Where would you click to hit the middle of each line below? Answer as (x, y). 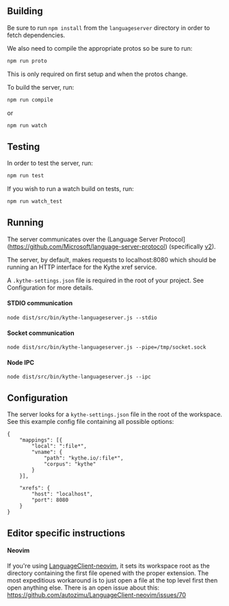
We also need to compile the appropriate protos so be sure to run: (100, 48)
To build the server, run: (41, 87)
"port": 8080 (50, 500)
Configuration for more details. (50, 288)
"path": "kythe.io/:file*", (84, 458)
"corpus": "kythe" (70, 464)
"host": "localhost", (63, 494)
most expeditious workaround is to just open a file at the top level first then (112, 580)
